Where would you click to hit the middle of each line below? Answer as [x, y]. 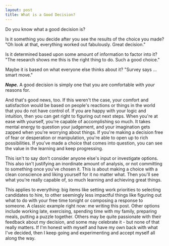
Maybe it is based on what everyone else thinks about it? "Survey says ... [81, 69]
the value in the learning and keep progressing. [54, 148]
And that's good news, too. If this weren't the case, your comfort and [77, 100]
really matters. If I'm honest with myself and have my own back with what [81, 227]
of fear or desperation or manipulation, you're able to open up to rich [77, 137]
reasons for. [18, 90]
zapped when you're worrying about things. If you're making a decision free [84, 132]
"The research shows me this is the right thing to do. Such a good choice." [82, 59]
